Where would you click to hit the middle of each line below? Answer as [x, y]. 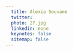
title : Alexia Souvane [39, 12]
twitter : [22, 17]
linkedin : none [30, 28]
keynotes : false [31, 34]
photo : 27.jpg [28, 23]
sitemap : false [30, 39]
